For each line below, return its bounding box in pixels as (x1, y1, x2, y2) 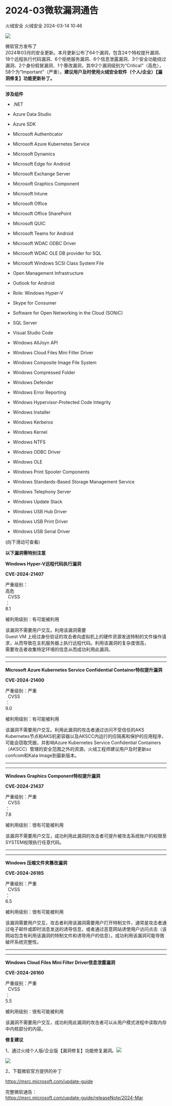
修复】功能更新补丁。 (9, 75, 55, 81)
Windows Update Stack (12, 498, 62, 505)
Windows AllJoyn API (12, 339, 58, 346)
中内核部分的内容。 (5, 1025, 46, 1032)
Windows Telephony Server (12, 488, 72, 495)
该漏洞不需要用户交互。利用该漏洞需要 (5, 627, 86, 633)
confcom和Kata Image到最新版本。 (5, 752, 79, 758)
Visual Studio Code (12, 329, 54, 336)
